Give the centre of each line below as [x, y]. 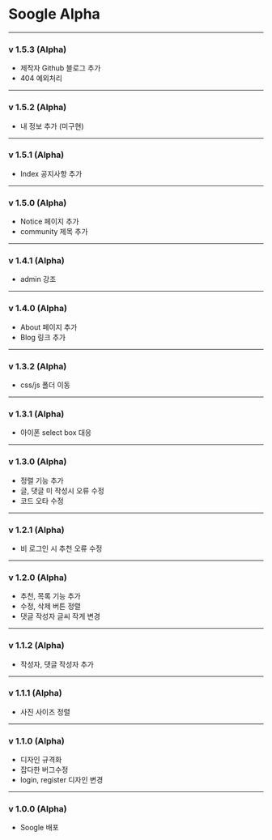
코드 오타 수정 [42, 501]
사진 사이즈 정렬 [45, 712]
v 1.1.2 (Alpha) [36, 646]
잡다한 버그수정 [44, 770]
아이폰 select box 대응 [55, 433]
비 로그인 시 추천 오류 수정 [61, 548]
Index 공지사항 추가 [51, 173]
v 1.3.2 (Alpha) [38, 366]
